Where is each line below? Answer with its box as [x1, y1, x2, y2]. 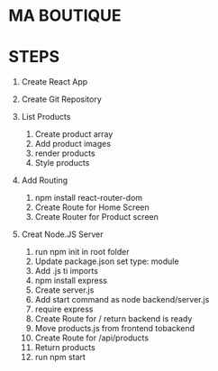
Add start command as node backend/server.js [34, 294, 210, 305]
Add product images [34, 139, 112, 149]
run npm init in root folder [34, 247, 130, 258]
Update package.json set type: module [34, 256, 179, 267]
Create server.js [34, 285, 95, 295]
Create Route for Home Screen [34, 202, 150, 213]
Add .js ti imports [34, 266, 98, 276]
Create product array [34, 129, 114, 140]
